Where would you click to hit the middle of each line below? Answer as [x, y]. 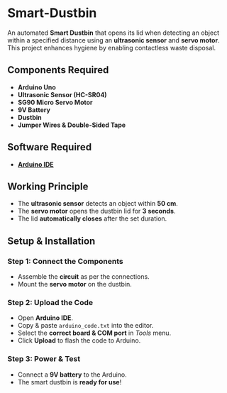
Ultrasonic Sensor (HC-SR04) [62, 94]
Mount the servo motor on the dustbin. [75, 284]
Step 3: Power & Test [44, 359]
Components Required [58, 70]
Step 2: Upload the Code [50, 302]
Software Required [50, 147]
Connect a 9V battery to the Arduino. [72, 375]
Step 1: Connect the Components [65, 261]
